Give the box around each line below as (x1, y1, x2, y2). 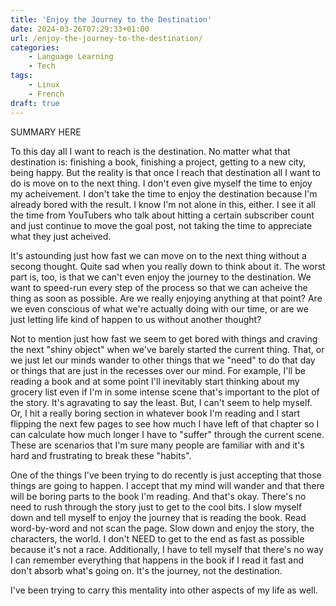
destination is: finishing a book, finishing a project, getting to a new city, (10, 156, 307, 168)
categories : (10, 42, 60, 53)
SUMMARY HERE (10, 126, 82, 138)
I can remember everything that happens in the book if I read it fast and (10, 554, 305, 566)
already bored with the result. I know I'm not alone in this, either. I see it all (10, 198, 316, 210)
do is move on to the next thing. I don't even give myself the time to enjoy (10, 177, 313, 189)
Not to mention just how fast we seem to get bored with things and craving (10, 332, 318, 345)
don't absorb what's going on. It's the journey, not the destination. (10, 564, 283, 576)
